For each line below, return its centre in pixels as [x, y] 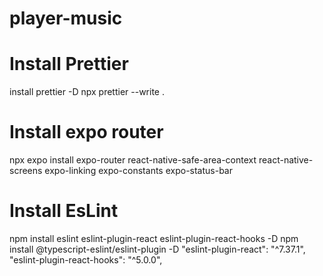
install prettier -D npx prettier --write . [87, 92]
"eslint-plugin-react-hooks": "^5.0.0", [86, 260]
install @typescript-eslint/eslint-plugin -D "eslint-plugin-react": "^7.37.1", [157, 249]
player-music [66, 18]
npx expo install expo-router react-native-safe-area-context [133, 160]
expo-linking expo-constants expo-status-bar [138, 171]
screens [26, 171]
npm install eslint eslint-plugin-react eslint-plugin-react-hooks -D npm [154, 238]
